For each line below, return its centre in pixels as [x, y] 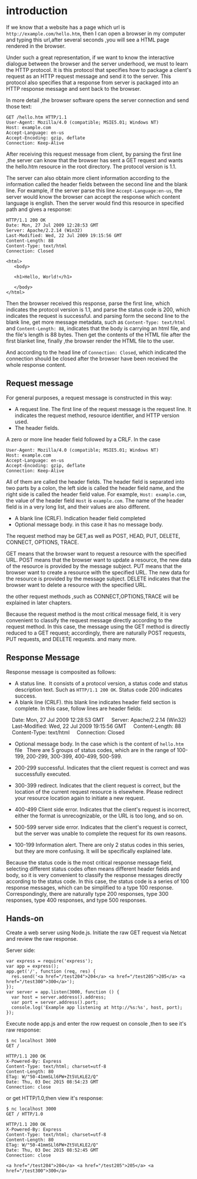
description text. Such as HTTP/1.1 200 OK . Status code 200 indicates [98, 689]
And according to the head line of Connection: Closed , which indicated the [96, 352]
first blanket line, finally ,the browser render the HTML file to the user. [90, 341]
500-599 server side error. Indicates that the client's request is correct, [101, 827]
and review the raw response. [42, 939]
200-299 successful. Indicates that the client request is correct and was [102, 767]
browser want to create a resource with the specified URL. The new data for [98, 572]
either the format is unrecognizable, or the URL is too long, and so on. [99, 816]
